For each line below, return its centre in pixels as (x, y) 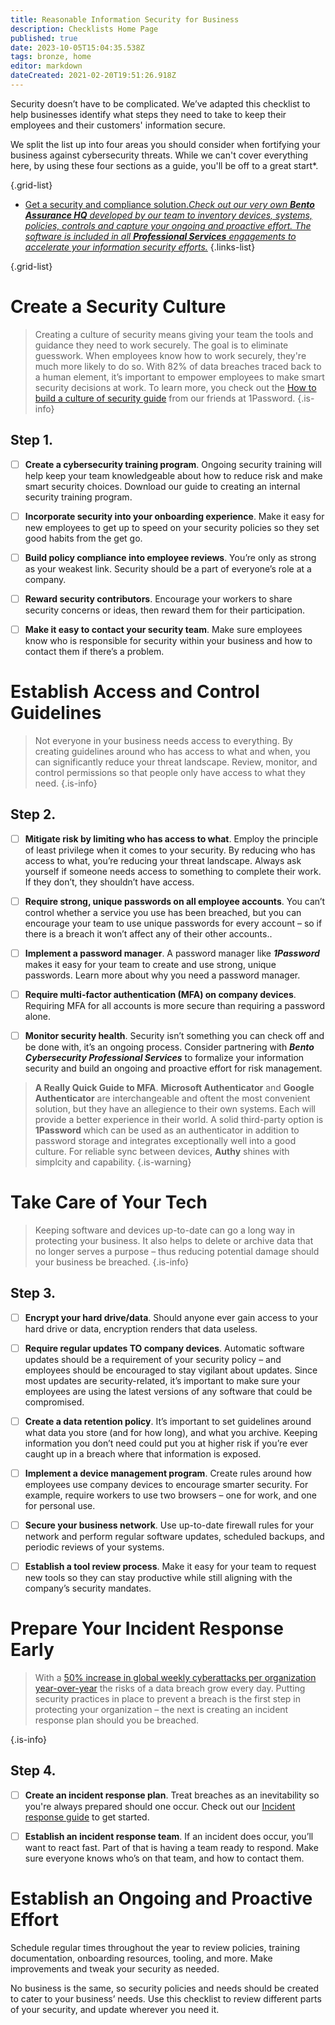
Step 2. (33, 814)
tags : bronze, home (51, 57)
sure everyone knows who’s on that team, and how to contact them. (164, 1858)
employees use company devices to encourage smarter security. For (166, 1484)
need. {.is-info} (66, 783)
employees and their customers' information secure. (118, 125)
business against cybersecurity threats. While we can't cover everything (159, 155)
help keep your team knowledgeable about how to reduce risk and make (173, 475)
